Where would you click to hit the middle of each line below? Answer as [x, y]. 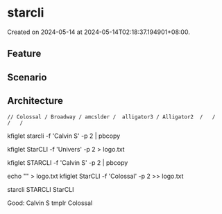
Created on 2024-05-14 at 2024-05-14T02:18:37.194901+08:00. [99, 32]
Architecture [35, 101]
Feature [24, 54]
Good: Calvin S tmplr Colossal [50, 203]
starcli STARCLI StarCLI [41, 189]
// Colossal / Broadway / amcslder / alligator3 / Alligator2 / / [111, 117]
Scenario [27, 77]
